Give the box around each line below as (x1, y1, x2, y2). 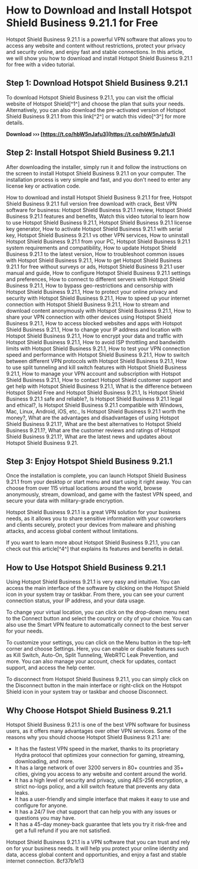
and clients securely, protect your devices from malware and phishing (6, 521, 176, 528)
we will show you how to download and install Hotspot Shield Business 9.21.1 (6, 54, 193, 62)
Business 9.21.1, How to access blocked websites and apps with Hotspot (6, 319, 182, 326)
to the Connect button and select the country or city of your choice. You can (6, 615, 192, 622)
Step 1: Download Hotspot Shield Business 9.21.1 (6, 78, 188, 88)
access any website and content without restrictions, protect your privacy (6, 42, 186, 49)
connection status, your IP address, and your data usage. (6, 597, 146, 604)
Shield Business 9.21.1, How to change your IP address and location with (6, 326, 182, 333)
